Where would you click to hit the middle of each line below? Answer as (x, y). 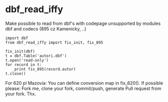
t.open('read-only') (27, 60)
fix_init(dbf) (20, 51)
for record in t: (24, 64)
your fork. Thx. (21, 94)
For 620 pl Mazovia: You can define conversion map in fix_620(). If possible (84, 83)
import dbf (17, 38)
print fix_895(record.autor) (45, 69)
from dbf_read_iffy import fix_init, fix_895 (54, 42)
